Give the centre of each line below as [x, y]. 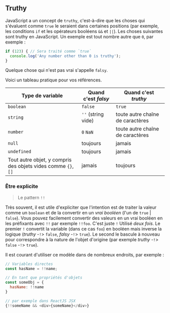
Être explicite [22, 187]
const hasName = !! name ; [31, 269]
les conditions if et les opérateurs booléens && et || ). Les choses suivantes [84, 31]
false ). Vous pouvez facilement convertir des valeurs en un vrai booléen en [84, 218]
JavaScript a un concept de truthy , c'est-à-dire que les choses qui [75, 20]
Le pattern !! [31, 197]
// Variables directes [29, 264]
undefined [19, 152]
